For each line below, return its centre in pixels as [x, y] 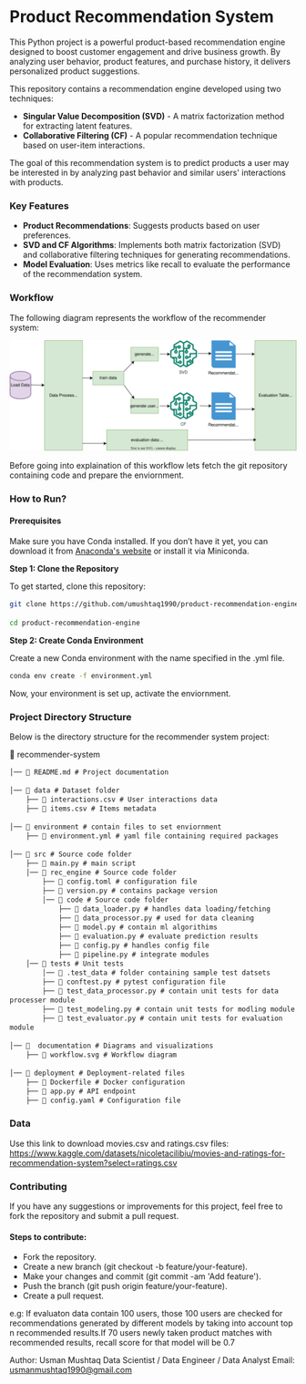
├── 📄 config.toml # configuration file [120, 882]
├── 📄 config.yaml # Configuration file [103, 1100]
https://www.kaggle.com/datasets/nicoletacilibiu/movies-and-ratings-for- [148, 1153]
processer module [42, 1000]
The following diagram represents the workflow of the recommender [138, 317]
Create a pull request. [63, 1296]
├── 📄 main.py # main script [81, 863]
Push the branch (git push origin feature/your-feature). [125, 1286]
